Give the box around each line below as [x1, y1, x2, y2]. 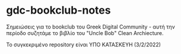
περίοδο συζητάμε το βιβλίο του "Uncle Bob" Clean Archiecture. [6, 29, 164, 36]
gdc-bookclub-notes [6, 4, 111, 17]
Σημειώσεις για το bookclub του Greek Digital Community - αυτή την [6, 23, 175, 30]
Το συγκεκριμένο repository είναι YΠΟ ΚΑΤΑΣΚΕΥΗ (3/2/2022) [6, 41, 161, 48]
